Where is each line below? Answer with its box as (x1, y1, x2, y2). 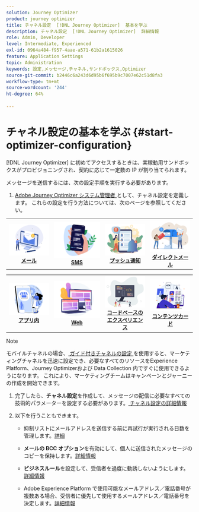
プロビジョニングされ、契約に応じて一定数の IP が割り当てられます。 (21, 166, 190, 173)
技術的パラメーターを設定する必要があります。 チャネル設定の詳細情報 (14, 399, 187, 406)
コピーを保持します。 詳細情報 (23, 452, 97, 459)
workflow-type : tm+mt (6, 78, 60, 84)
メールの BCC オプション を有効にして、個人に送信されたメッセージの (23, 444, 192, 451)
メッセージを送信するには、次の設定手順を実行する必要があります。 (6, 179, 172, 186)
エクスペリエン (107, 317, 143, 323)
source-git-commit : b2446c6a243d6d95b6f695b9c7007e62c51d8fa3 (6, 72, 163, 78)
